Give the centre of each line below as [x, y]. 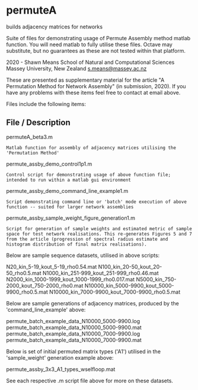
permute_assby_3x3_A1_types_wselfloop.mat [61, 369]
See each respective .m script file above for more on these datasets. [90, 381]
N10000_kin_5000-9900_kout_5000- [129, 285]
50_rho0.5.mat [24, 273]
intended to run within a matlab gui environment [69, 180]
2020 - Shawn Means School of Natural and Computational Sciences [90, 62]
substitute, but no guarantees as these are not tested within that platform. [96, 50]
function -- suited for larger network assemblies [70, 207]
